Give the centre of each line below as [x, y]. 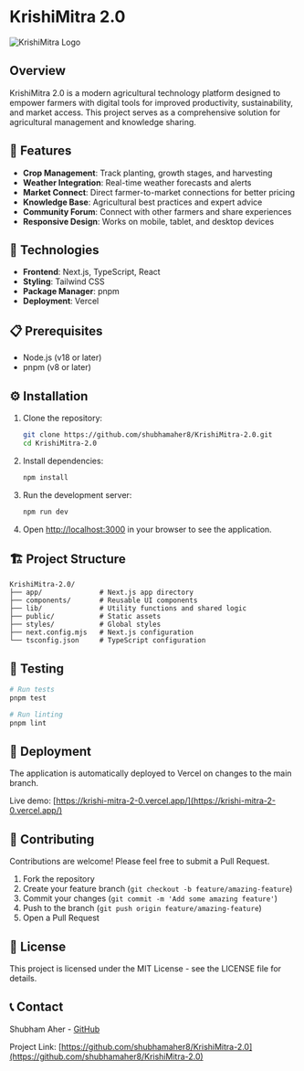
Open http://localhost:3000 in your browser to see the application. [147, 529]
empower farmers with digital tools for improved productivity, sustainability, [152, 102]
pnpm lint [28, 723]
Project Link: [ [36, 1046]
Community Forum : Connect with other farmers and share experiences [157, 211]
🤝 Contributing [52, 839]
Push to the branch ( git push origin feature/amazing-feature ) [142, 908]
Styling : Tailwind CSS [63, 281]
